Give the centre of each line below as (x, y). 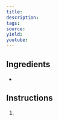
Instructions (29, 98)
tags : (13, 23)
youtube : (17, 40)
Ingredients (28, 64)
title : (14, 12)
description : (23, 18)
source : (16, 29)
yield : (14, 34)
